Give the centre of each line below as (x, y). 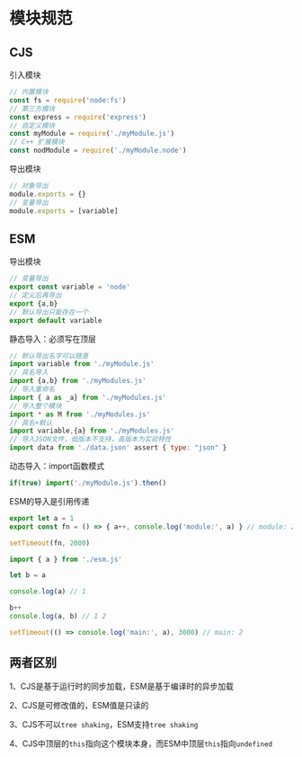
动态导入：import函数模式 (57, 466)
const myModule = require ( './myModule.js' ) (92, 134)
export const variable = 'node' (70, 287)
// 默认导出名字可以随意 (49, 356)
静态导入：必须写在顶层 (53, 339)
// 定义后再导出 (36, 296)
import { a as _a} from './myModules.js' (88, 397)
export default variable (56, 320)
